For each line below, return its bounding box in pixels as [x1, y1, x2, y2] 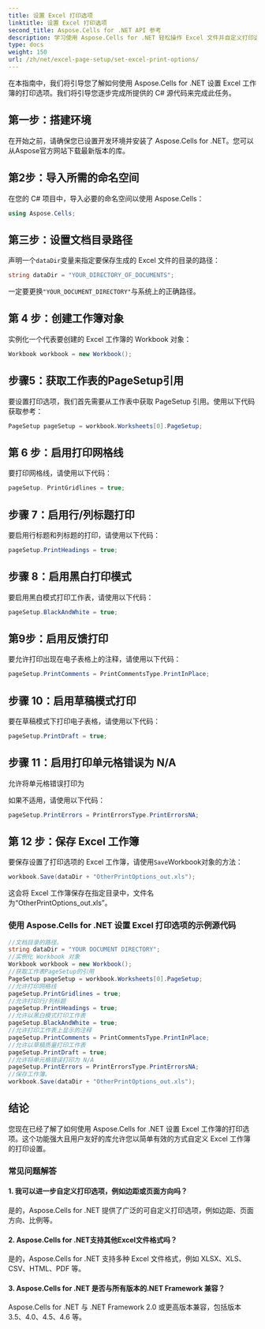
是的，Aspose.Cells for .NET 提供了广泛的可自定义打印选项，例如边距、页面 [8, 1205, 254, 1214]
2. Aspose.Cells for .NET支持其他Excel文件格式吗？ [8, 1235, 177, 1245]
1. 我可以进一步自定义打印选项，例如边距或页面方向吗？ [8, 1186, 188, 1196]
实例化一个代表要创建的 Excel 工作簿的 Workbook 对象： [8, 334, 192, 344]
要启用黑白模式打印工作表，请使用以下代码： [8, 592, 154, 602]
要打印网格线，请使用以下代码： [8, 468, 112, 478]
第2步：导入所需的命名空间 [8, 171, 140, 185]
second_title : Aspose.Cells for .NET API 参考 [8, 26, 162, 34]
